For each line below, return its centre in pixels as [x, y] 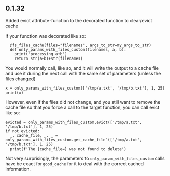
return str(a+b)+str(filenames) [49, 58]
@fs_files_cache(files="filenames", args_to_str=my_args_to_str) [81, 45]
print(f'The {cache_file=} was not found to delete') [68, 149]
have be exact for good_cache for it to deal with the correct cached [75, 164]
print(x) [15, 93]
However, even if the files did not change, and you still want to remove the [83, 102]
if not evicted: [22, 131]
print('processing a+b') [41, 54]
